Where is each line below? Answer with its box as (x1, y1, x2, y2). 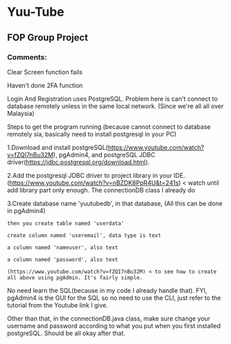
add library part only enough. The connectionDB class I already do (7, 185, 196, 194)
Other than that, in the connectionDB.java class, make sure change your (7, 314, 211, 323)
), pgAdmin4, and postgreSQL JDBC (53, 150, 156, 159)
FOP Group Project (7, 32, 88, 43)
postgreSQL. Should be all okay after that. (7, 329, 126, 337)
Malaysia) (7, 109, 35, 117)
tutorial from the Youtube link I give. (7, 301, 109, 309)
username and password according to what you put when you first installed (7, 321, 221, 330)
